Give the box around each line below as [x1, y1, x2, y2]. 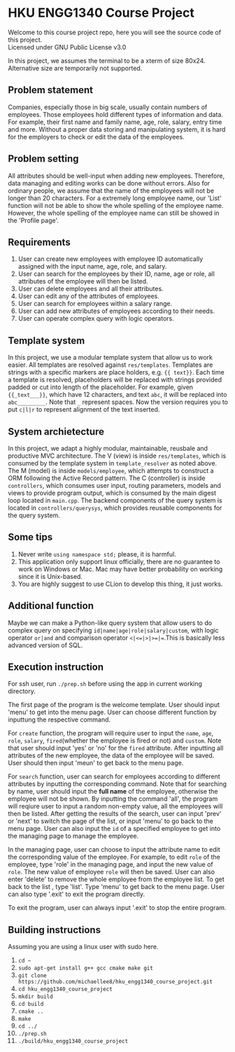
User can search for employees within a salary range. [17, 300, 173, 308]
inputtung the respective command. [8, 715, 111, 724]
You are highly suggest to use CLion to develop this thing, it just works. [17, 580, 223, 588]
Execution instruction [8, 661, 104, 673]
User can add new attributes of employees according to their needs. [17, 307, 215, 316]
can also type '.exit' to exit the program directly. [8, 890, 145, 899]
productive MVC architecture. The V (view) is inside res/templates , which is [8, 451, 227, 460]
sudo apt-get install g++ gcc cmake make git [17, 965, 153, 972]
